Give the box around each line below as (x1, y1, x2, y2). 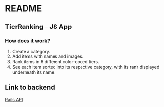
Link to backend (5, 83, 55, 92)
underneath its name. (12, 69, 55, 75)
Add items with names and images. (12, 53, 83, 59)
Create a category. (12, 48, 50, 54)
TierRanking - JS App (5, 23, 72, 31)
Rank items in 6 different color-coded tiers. (12, 58, 99, 64)
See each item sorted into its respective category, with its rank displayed (12, 64, 160, 70)
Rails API (5, 96, 23, 102)
